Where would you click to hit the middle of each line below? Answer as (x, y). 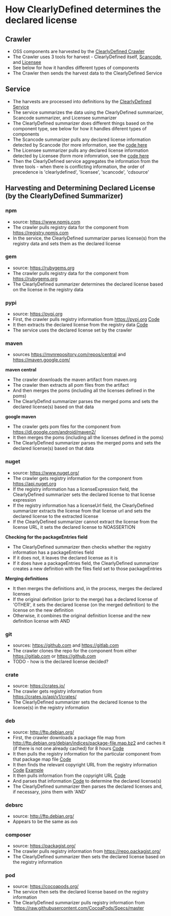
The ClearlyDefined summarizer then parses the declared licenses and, (88, 786)
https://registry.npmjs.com (41, 232)
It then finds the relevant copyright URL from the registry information (85, 764)
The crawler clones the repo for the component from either (75, 650)
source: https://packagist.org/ (44, 846)
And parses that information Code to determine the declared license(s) (87, 781)
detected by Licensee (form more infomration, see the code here (81, 156)
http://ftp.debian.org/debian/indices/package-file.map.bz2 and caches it (89, 743)
